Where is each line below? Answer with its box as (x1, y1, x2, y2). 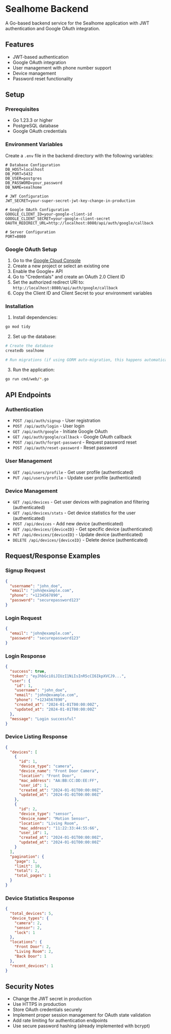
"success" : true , (10, 669, 47, 674)
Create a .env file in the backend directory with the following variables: (5, 152, 154, 158)
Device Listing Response (5, 733, 68, 740)
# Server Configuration (5, 229, 56, 235)
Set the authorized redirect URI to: (12, 279, 84, 285)
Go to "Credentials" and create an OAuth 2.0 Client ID (12, 274, 125, 280)
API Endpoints (5, 390, 51, 399)
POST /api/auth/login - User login (12, 423, 85, 429)
